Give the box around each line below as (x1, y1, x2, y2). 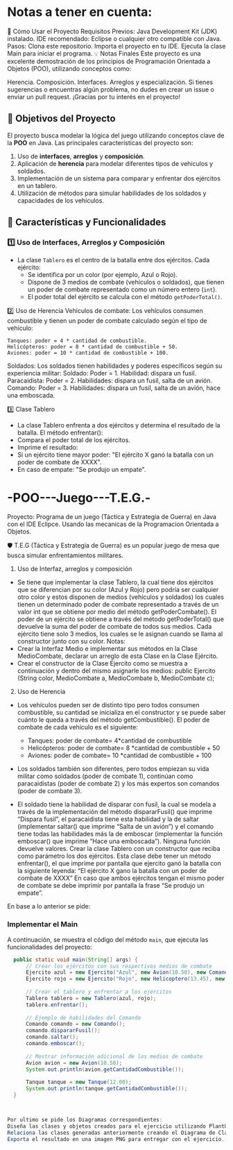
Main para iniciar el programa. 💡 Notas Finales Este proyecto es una (7, 49, 201, 58)
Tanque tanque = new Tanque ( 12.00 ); (25, 1079, 132, 1086)
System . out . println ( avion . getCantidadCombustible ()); (25, 1066, 185, 1073)
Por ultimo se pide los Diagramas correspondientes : (7, 1116, 163, 1123)
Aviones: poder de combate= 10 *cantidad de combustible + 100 (27, 751, 212, 760)
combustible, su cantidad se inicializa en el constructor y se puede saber (17, 709, 226, 717)
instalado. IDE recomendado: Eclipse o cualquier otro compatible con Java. (7, 34, 222, 42)
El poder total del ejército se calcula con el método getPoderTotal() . (27, 293, 223, 301)
